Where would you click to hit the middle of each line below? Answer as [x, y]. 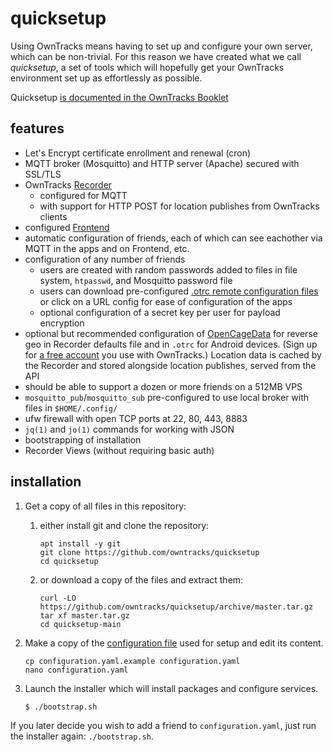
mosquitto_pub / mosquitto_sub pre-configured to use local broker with [167, 397]
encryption [62, 323]
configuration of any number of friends [105, 259]
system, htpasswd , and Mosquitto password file [136, 280]
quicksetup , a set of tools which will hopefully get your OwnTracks [147, 67]
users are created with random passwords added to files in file [168, 269]
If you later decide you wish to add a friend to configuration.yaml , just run [163, 725]
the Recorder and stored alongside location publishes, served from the [170, 365]
